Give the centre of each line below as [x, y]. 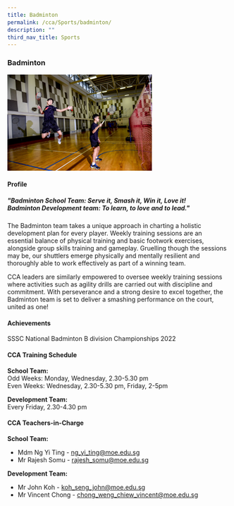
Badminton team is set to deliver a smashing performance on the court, [111, 299]
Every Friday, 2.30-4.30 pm [47, 406]
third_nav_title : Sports [44, 37]
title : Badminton [33, 15]
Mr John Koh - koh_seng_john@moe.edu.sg [81, 487]
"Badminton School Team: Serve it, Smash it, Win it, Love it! [97, 200]
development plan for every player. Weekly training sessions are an [105, 234]
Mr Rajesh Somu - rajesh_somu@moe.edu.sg [83, 459]
